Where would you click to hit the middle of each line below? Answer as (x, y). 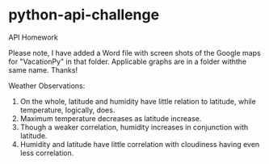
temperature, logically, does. (67, 110)
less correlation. (47, 153)
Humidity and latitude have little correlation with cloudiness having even (140, 144)
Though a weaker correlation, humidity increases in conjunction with (134, 127)
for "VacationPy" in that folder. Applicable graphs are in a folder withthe (128, 61)
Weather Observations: (47, 86)
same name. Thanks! (43, 69)
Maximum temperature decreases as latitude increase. (111, 118)
